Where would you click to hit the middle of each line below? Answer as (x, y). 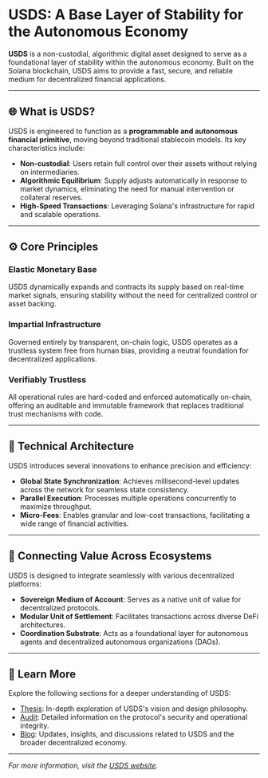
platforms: (25, 583)
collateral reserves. (51, 197)
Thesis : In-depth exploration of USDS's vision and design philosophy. (134, 709)
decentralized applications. (53, 359)
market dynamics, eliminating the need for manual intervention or (127, 188)
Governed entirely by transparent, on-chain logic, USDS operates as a (123, 342)
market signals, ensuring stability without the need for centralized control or (133, 295)
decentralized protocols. (60, 607)
